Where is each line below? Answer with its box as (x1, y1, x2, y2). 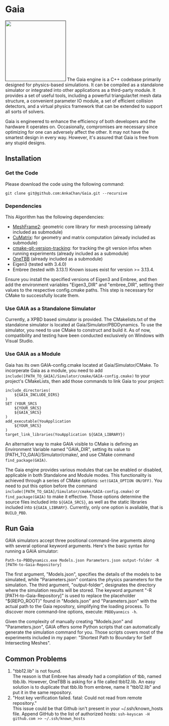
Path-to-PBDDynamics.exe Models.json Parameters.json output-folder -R (5, 558, 159, 563)
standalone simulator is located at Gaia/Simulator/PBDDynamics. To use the (5, 322, 162, 328)
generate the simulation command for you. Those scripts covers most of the (5, 629, 163, 635)
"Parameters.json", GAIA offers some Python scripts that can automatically (5, 624, 160, 630)
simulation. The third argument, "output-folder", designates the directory (5, 582, 156, 588)
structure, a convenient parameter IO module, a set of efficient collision (5, 97, 153, 104)
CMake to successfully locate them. (5, 292, 80, 298)
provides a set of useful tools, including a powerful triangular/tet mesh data (5, 92, 161, 98)
